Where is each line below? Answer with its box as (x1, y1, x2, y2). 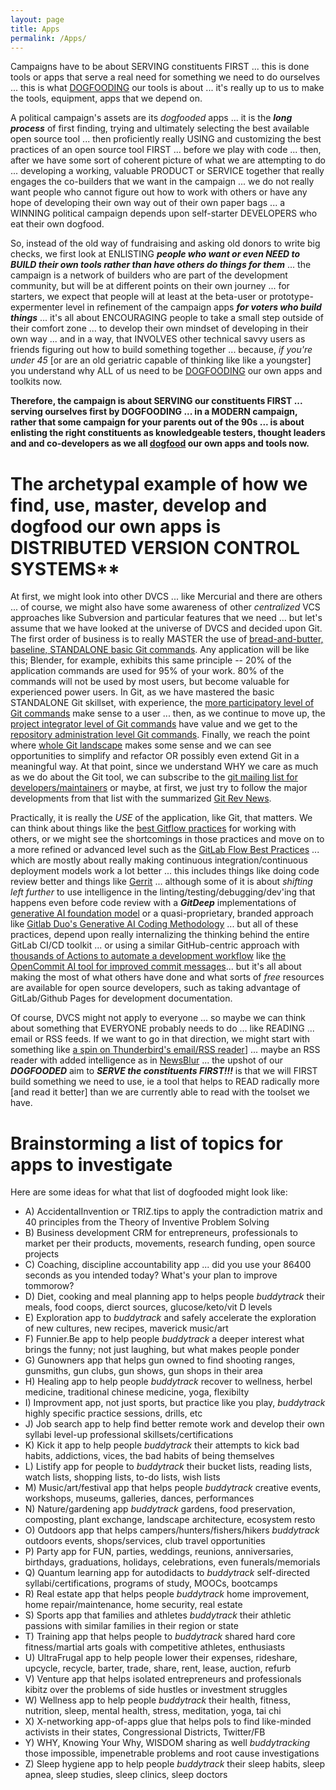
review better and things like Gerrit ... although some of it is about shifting (10, 876, 313, 888)
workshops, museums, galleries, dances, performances (24, 1492, 255, 1505)
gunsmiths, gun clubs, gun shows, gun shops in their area (24, 1365, 263, 1377)
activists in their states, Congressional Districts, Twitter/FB (24, 1726, 266, 1738)
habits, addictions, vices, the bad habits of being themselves (24, 1450, 275, 1462)
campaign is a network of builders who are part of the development (10, 269, 288, 281)
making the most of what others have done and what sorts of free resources (10, 971, 325, 983)
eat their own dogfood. (10, 218, 105, 230)
